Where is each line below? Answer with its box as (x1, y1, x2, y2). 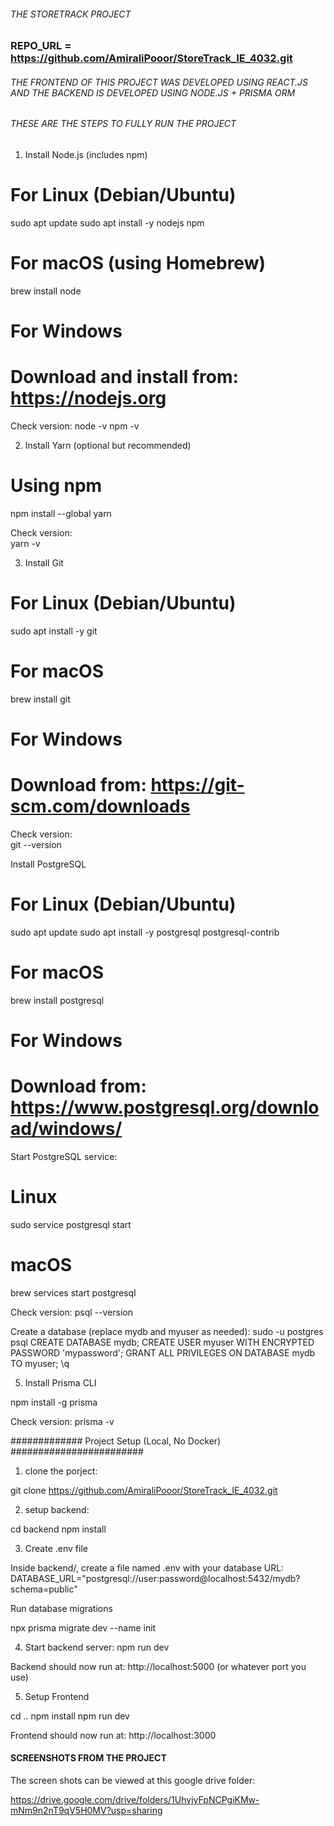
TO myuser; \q (10, 1357, 70, 1369)
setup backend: (24, 1503, 90, 1515)
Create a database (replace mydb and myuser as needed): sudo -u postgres (10, 1325, 324, 1337)
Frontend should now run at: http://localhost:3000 (10, 1729, 217, 1741)
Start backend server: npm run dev (24, 1641, 170, 1653)
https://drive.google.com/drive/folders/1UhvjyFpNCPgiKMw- (10, 1794, 260, 1806)
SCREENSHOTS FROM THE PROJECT (10, 1752, 167, 1764)
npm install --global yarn (10, 507, 112, 519)
